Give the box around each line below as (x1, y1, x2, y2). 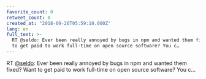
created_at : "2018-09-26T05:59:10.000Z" (6, 20, 112, 26)
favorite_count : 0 (6, 9, 53, 15)
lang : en (6, 26, 29, 32)
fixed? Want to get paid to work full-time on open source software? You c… (6, 66, 196, 73)
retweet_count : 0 (6, 15, 51, 21)
